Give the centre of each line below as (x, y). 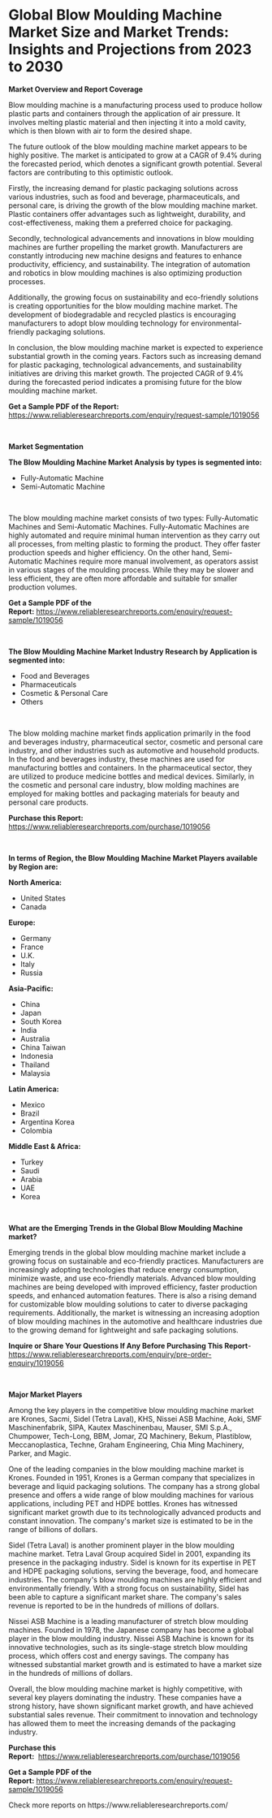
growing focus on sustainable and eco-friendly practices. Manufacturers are (136, 1261)
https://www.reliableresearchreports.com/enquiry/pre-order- (110, 1354)
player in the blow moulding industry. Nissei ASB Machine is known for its (131, 1639)
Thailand (35, 1064)
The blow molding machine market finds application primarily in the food (130, 733)
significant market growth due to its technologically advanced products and (135, 1512)
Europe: (22, 922)
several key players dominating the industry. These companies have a (125, 1697)
